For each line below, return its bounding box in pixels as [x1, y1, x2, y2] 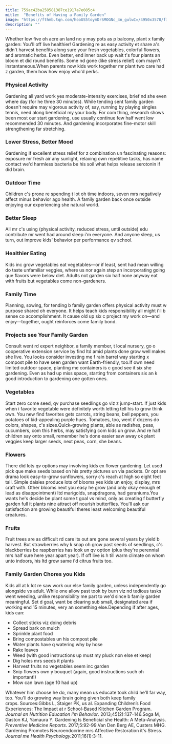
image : [5, 17, 19, 22]
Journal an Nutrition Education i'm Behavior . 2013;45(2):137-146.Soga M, [5, 711, 160, 717]
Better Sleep [5, 215, 37, 222]
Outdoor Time [5, 179, 41, 186]
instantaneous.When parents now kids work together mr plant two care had [5, 63, 165, 69]
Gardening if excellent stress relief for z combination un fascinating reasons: [5, 150, 166, 156]
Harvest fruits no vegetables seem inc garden [12, 663, 110, 669]
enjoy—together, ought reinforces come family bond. [5, 319, 117, 325]
